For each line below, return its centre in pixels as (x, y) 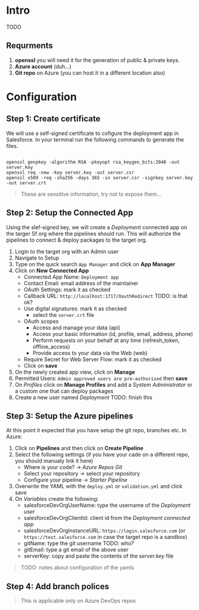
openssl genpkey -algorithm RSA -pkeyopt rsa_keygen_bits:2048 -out (93, 162)
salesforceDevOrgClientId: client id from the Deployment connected (107, 518)
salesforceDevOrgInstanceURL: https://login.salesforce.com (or (105, 531)
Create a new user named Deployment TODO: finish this (84, 397)
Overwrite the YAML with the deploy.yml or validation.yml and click (99, 486)
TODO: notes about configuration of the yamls (77, 568)
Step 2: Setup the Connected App (70, 213)
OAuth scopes (41, 321)
